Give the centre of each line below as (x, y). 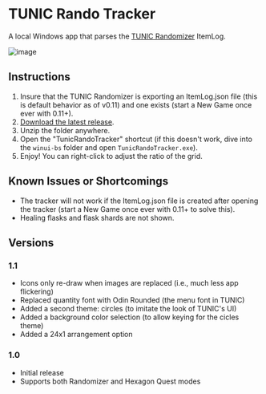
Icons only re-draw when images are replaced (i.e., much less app (129, 283)
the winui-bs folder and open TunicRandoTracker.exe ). (109, 147)
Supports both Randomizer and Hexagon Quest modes (110, 381)
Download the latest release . (67, 122)
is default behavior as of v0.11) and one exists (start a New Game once (136, 104)
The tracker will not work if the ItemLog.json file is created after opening (139, 201)
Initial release (42, 372)
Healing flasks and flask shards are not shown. (97, 217)
